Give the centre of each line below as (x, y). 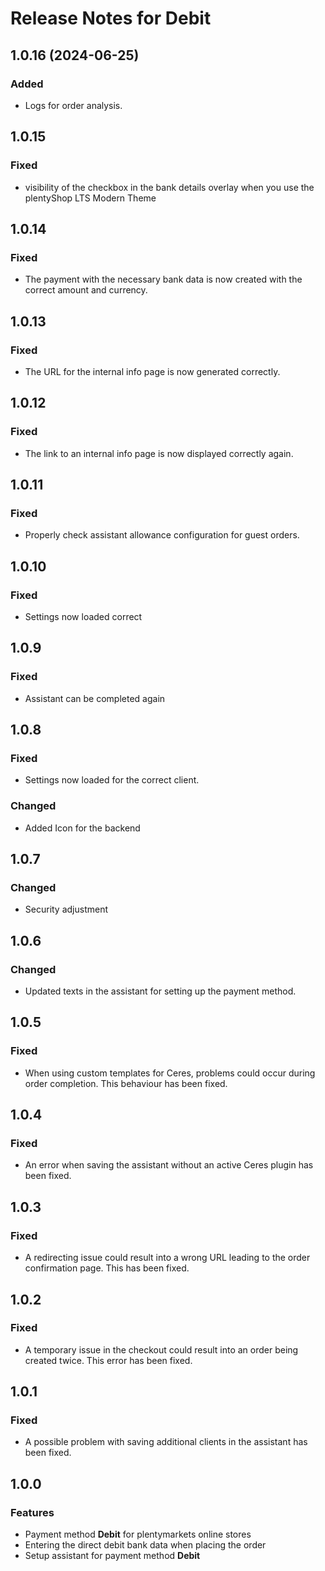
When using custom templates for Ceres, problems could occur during (170, 1073)
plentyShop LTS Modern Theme (90, 198)
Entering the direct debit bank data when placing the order (145, 1545)
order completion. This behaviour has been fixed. (126, 1083)
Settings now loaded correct (83, 616)
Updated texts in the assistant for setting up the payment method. (160, 991)
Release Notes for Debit (111, 18)
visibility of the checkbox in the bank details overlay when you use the (169, 187)
